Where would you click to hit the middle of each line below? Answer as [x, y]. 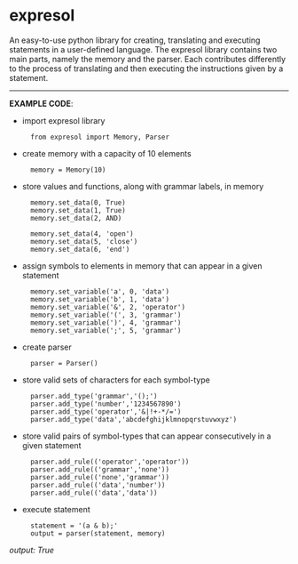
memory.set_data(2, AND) [76, 218]
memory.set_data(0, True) [78, 202]
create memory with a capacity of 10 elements [107, 153]
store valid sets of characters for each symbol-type [116, 380]
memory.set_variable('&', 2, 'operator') [108, 307]
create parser [47, 347]
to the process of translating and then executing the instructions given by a [146, 68]
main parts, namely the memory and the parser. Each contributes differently [148, 59]
